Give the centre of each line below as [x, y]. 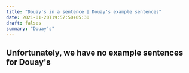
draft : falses [24, 23]
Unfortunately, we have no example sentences [95, 52]
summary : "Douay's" [31, 28]
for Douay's [28, 62]
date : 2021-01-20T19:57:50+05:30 [48, 17]
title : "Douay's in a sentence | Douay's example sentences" [84, 12]
